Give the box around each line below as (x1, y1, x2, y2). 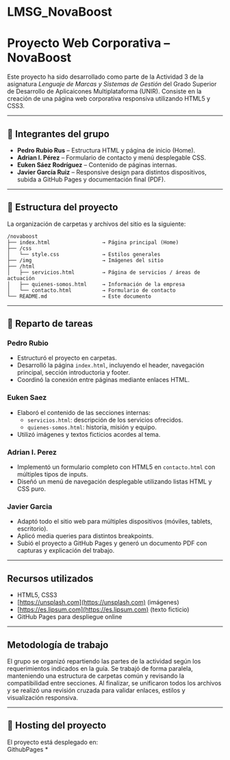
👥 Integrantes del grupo (7, 128, 110, 140)
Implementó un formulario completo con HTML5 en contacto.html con (16, 463, 216, 471)
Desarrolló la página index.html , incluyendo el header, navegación (16, 361, 205, 370)
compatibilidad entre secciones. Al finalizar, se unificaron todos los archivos (7, 679, 222, 687)
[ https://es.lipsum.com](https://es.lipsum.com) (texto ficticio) (16, 605, 190, 613)
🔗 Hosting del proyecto (7, 720, 107, 731)
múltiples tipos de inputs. (16, 470, 88, 479)
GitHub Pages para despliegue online (16, 613, 123, 621)
